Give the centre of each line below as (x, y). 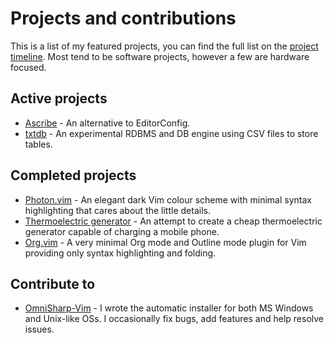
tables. (38, 144)
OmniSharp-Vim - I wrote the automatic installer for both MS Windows (169, 308)
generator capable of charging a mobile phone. (122, 231)
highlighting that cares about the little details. (117, 210)
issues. (39, 329)
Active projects (59, 98)
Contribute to (53, 283)
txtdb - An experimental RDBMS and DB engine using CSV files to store (171, 133)
